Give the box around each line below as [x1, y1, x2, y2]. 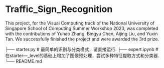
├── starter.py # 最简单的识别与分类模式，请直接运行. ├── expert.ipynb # [5, 46, 159, 52]
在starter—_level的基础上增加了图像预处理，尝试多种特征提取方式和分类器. [5, 52, 159, 58]
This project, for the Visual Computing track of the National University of [5, 20, 155, 26]
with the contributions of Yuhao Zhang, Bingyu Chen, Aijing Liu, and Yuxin [5, 30, 158, 36]
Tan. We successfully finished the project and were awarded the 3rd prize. [5, 36, 159, 42]
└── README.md [5, 58, 42, 64]
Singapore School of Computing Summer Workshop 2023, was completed [5, 25, 158, 31]
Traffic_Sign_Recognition [5, 3, 113, 15]
